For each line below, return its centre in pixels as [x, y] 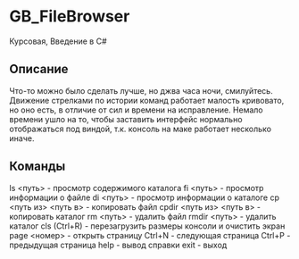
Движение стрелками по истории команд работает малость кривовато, [147, 100]
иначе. [22, 138]
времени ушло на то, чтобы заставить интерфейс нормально [126, 119]
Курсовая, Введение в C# [58, 41]
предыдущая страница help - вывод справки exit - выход [118, 245]
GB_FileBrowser [70, 17]
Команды [37, 167]
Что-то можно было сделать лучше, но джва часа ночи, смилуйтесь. [141, 90]
